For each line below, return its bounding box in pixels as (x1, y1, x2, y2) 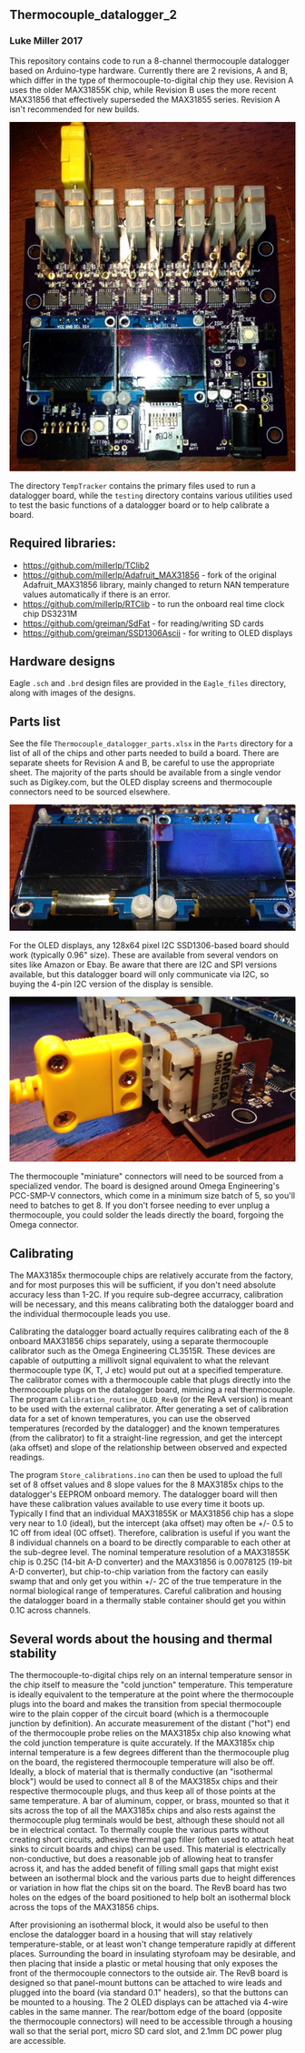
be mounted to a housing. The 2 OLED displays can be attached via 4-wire (9, 1997, 289, 2007)
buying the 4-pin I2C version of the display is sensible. (9, 978, 214, 989)
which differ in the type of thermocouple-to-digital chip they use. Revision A (9, 75, 294, 86)
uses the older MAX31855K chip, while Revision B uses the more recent (9, 84, 277, 95)
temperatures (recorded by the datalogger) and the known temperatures (9, 1423, 280, 1434)
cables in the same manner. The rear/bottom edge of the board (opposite (9, 2006, 283, 2017)
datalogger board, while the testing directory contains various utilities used (9, 490, 293, 501)
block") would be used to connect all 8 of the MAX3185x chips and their (9, 1775, 279, 1786)
